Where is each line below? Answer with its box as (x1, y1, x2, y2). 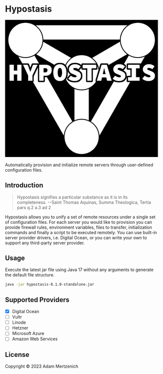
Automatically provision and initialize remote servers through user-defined (5, 162, 154, 168)
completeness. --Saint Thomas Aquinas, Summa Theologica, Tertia (16, 199, 151, 205)
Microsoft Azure (12, 331, 45, 336)
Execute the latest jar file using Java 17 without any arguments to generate (5, 267, 154, 273)
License (5, 350, 30, 359)
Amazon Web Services (12, 336, 58, 342)
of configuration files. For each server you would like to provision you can (5, 219, 152, 225)
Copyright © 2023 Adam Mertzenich (5, 363, 79, 369)
